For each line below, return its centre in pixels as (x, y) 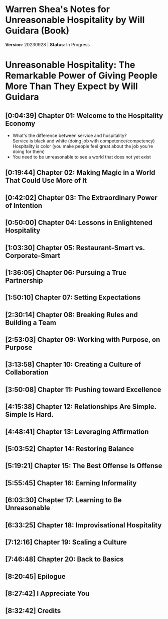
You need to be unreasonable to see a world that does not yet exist (82, 157)
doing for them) (29, 151)
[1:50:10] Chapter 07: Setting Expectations (73, 298)
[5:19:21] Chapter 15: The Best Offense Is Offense (84, 466)
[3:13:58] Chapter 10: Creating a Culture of (73, 365)
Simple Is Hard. (29, 414)
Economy (20, 124)
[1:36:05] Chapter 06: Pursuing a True (66, 273)
